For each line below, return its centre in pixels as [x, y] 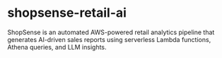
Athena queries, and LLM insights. [57, 47]
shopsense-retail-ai [67, 13]
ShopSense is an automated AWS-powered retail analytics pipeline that [111, 32]
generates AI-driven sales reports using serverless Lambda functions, [109, 39]
